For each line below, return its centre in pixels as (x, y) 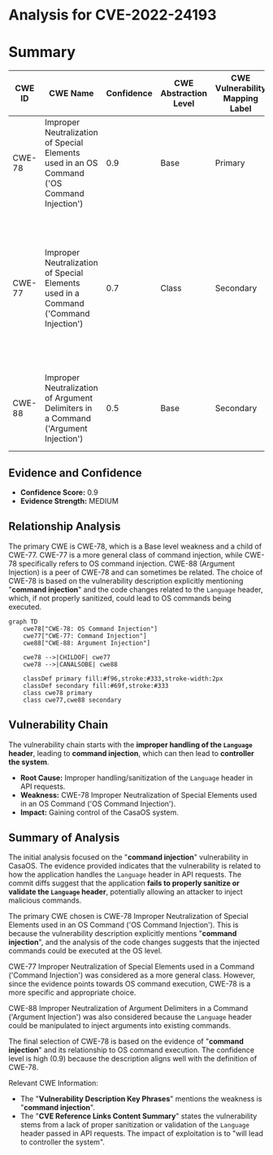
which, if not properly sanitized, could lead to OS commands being (120, 598)
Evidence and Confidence (75, 472)
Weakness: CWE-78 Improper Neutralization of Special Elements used (139, 794)
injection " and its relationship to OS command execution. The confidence (132, 1050)
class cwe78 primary (58, 693)
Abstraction (184, 94)
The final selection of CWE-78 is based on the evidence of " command (126, 1041)
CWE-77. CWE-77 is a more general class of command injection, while (126, 554)
